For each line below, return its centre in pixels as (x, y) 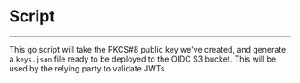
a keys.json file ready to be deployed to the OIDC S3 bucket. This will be (143, 59)
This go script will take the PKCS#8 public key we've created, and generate (148, 49)
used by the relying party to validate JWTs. (88, 68)
